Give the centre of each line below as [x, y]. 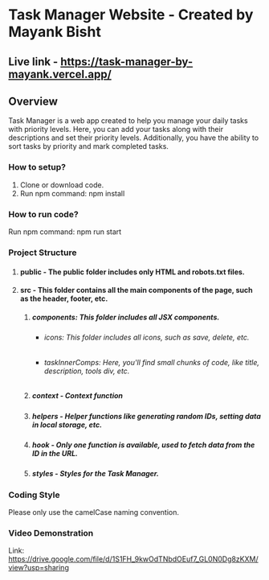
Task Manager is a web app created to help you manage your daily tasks [128, 121]
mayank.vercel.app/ [60, 74]
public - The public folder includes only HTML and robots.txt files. [132, 272]
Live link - [33, 62]
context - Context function [77, 396]
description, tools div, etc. [87, 371]
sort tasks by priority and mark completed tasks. [88, 146]
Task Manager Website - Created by [131, 15]
